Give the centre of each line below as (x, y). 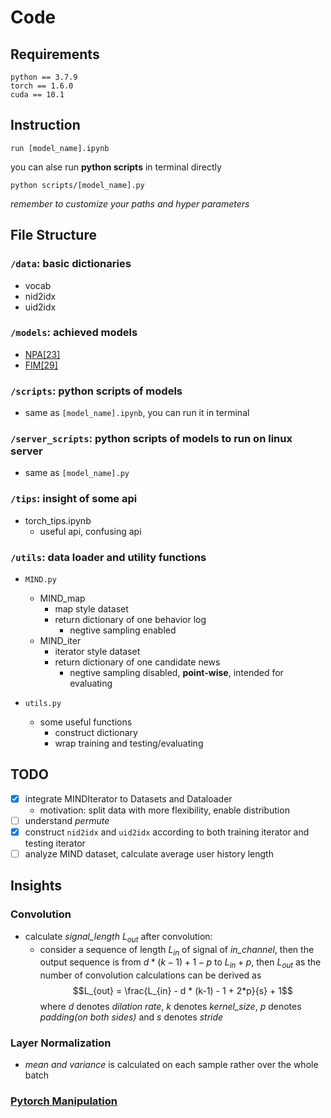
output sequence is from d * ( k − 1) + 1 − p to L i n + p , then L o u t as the (180, 963)
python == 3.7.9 (44, 77)
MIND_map (62, 598)
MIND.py (40, 579)
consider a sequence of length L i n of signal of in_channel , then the (177, 950)
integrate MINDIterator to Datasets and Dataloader (128, 798)
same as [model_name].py (77, 473)
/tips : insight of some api (74, 499)
